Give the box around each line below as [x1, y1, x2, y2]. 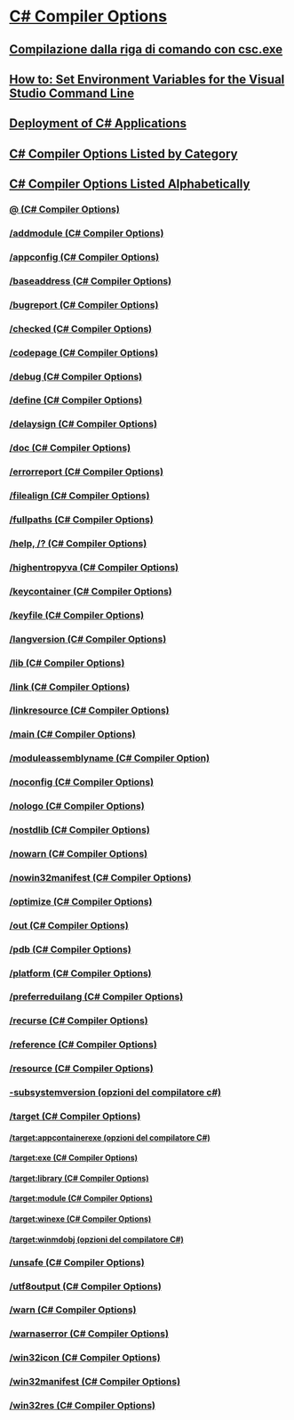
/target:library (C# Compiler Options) [9, 1173, 149, 1183]
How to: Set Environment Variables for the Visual [9, 71, 285, 86]
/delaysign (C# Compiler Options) [9, 418, 158, 431]
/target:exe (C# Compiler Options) [9, 1152, 139, 1163]
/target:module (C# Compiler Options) [9, 1193, 153, 1204]
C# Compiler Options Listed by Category [9, 146, 238, 161]
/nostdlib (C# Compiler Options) [9, 824, 151, 836]
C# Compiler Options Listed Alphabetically [9, 176, 250, 192]
